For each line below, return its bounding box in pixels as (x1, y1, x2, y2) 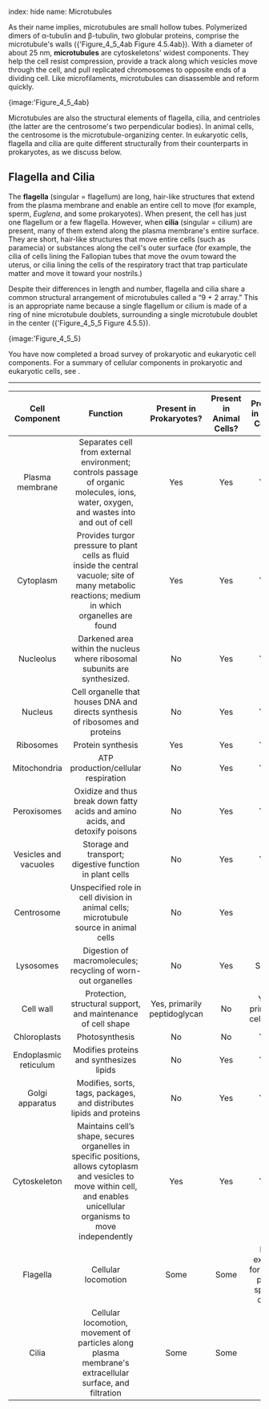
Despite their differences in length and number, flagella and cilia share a (8, 284, 246, 294)
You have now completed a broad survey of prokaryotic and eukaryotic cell (8, 349, 256, 359)
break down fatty (73, 795, 139, 806)
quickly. (8, 82, 34, 91)
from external (80, 446, 131, 457)
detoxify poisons (74, 826, 138, 837)
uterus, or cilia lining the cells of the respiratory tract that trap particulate (8, 260, 248, 270)
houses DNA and (74, 696, 138, 707)
